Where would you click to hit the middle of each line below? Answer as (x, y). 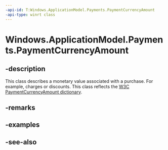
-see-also (21, 142)
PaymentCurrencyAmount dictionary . (44, 92)
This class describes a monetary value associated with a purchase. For (79, 81)
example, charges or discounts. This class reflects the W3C (67, 86)
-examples (23, 125)
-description (25, 69)
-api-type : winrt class (30, 15)
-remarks (20, 107)
